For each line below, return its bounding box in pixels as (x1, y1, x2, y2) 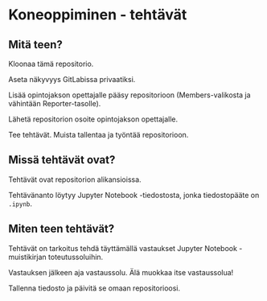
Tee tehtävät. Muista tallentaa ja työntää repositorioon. (8, 130, 189, 139)
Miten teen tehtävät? (8, 222, 115, 236)
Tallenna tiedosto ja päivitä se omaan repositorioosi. (8, 283, 181, 293)
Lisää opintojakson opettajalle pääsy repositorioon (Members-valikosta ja (8, 90, 251, 100)
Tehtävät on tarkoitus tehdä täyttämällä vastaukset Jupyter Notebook (8, 243, 237, 253)
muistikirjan (8, 252, 47, 262)
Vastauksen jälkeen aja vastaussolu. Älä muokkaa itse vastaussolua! (8, 267, 234, 277)
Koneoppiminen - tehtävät (8, 6, 187, 24)
